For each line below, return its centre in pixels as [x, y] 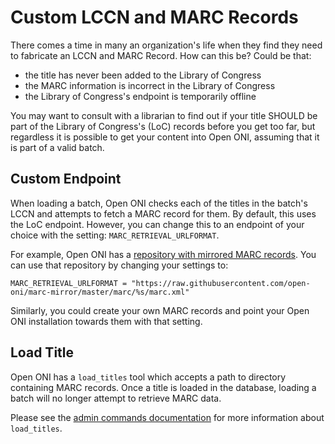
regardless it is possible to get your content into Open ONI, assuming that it [165, 137]
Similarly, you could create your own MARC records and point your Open [160, 310]
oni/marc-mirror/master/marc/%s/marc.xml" [100, 292]
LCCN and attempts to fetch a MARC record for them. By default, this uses [163, 213]
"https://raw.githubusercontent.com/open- [221, 283]
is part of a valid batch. [57, 147]
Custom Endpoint [66, 179]
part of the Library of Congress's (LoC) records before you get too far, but [163, 126]
